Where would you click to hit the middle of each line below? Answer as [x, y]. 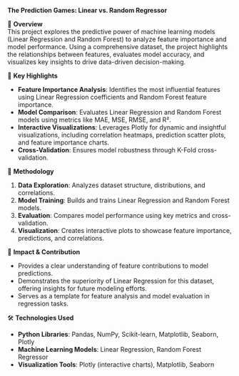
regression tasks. [43, 303]
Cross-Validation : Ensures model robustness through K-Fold [107, 150]
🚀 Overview [25, 24]
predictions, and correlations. [61, 238]
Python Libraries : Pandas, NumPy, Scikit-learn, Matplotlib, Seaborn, [118, 334]
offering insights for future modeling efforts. [82, 288]
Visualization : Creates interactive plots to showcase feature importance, [124, 230]
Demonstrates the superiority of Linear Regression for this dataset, [116, 281]
